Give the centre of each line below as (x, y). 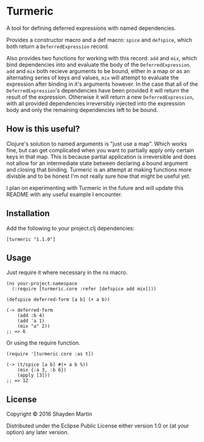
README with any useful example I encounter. (64, 194)
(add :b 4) (31, 316)
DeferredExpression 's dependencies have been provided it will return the (98, 90)
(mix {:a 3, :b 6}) (42, 370)
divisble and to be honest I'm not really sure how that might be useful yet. (98, 176)
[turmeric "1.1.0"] (31, 239)
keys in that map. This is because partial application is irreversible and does (101, 156)
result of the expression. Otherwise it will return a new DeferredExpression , (100, 97)
